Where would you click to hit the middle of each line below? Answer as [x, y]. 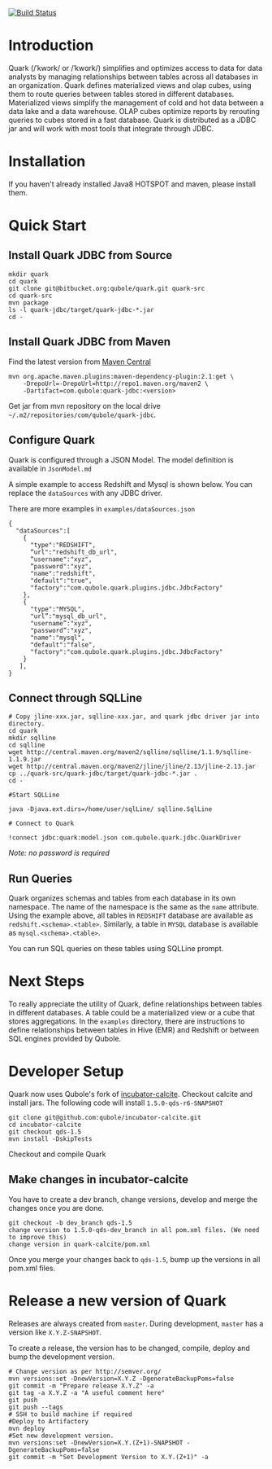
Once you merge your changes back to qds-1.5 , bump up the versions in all [134, 1259]
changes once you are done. [56, 1208]
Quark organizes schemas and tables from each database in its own [122, 898]
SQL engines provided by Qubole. [65, 1039]
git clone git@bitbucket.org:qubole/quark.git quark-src [107, 288]
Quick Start [47, 226]
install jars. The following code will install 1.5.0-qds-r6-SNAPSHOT [116, 1103]
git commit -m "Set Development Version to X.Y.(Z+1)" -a [108, 1457]
